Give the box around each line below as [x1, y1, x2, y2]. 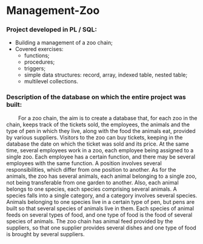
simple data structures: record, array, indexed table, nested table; [24, 71, 188, 79]
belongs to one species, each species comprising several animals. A [6, 185, 177, 192]
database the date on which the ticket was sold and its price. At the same [6, 140, 190, 147]
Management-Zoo [6, 4, 100, 18]
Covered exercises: [15, 46, 64, 53]
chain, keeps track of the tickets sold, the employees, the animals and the [6, 121, 190, 128]
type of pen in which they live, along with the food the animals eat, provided [6, 127, 196, 134]
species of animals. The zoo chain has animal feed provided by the [6, 217, 173, 225]
